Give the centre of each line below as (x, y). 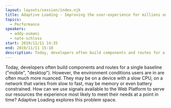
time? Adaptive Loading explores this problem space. (61, 99)
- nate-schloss (26, 39)
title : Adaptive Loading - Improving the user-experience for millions (83, 15)
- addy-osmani (25, 34)
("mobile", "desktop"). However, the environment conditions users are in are (85, 72)
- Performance (25, 24)
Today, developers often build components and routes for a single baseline (84, 67)
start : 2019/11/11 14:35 (32, 43)
